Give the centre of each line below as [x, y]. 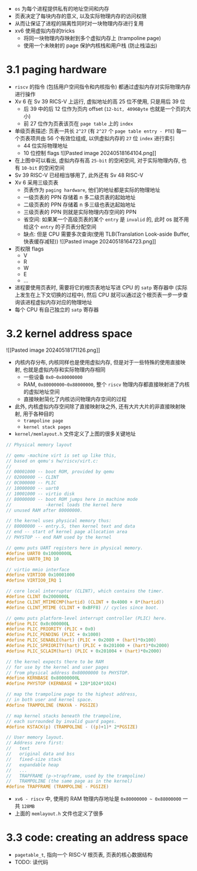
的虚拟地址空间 [41, 391]
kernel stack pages [47, 427]
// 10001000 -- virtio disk [41, 494]
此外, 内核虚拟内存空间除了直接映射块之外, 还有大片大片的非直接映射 [97, 406]
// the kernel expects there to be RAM [55, 662]
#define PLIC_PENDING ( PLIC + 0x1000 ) [54, 635]
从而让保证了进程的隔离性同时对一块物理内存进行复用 [79, 23]
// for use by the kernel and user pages [58, 667]
